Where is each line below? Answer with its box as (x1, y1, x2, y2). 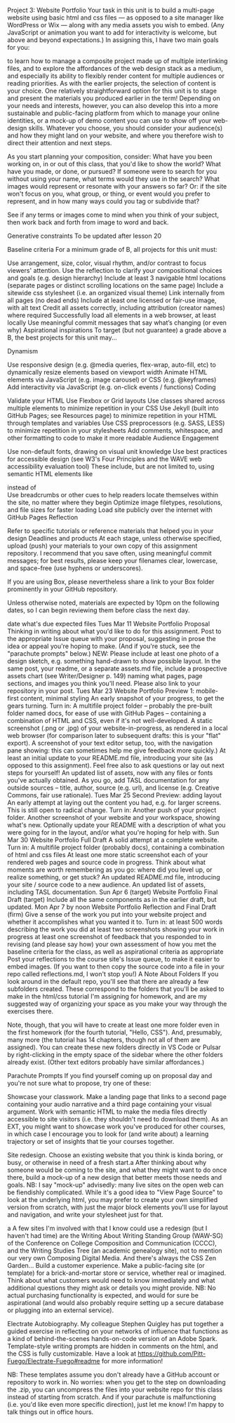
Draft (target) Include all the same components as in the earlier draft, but (7, 896, 217, 903)
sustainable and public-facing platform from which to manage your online (7, 109, 220, 117)
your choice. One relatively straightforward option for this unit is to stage (7, 87, 217, 95)
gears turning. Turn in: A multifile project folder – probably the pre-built (7, 701, 213, 710)
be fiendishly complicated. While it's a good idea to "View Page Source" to (7, 1188, 223, 1196)
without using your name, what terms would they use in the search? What (7, 175, 220, 183)
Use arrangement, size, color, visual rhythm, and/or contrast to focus (7, 259, 207, 267)
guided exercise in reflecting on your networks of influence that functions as (7, 1327, 229, 1335)
